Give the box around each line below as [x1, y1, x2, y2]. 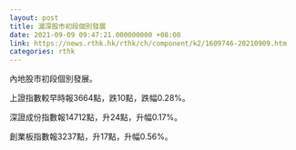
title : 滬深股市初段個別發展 [9, 22, 107, 31]
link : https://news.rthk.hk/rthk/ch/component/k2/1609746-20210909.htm [9, 38, 287, 48]
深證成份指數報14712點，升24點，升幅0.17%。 [9, 112, 182, 123]
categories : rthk [9, 47, 76, 56]
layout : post [9, 13, 59, 23]
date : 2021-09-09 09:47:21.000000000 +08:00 [9, 30, 181, 39]
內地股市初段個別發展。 [9, 74, 97, 85]
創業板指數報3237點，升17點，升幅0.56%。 [9, 131, 173, 142]
